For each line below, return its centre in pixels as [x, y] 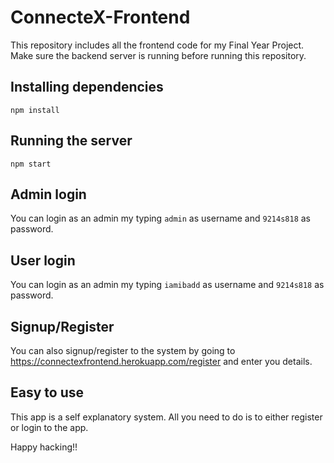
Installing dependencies [87, 87]
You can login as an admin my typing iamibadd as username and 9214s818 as [167, 285]
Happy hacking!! [44, 447]
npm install [35, 110]
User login [43, 260]
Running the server [71, 141]
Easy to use [47, 392]
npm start [31, 164]
